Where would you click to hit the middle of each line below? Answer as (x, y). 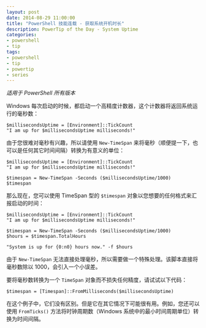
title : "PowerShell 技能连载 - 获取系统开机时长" (65, 23)
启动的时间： (28, 204)
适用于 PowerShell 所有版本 (41, 93)
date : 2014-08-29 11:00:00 (41, 18)
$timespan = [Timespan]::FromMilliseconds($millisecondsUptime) (90, 292)
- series (17, 75)
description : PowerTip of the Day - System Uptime (72, 29)
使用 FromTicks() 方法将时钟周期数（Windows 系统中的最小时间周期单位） (100, 311)
